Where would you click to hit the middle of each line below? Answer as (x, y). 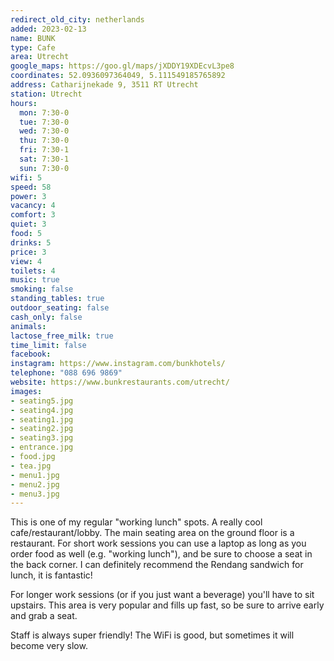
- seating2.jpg (42, 429)
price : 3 (28, 252)
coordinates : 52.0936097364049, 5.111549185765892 (118, 76)
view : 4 (26, 261)
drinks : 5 (31, 242)
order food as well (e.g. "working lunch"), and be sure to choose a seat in (161, 554)
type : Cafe (33, 47)
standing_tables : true (57, 299)
